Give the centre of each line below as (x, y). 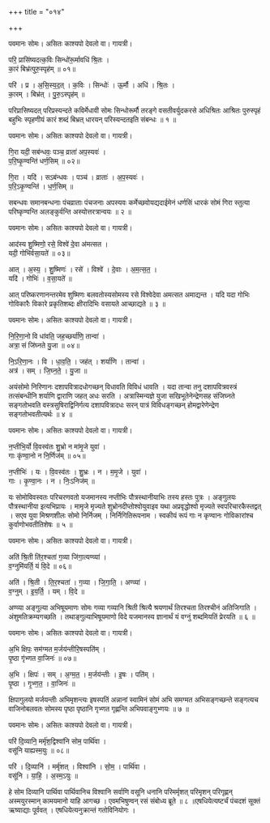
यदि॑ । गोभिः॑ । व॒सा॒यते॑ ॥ (41, 278)
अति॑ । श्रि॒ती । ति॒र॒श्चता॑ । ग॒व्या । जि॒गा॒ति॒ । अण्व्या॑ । (78, 582)
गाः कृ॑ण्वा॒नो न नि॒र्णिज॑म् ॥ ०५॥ (47, 456)
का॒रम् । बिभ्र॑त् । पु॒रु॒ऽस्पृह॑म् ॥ (47, 94)
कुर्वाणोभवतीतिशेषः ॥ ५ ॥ (41, 525)
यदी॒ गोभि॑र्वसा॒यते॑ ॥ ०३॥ (39, 253)
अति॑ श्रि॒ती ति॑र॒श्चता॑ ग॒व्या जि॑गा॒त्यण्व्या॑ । (58, 557)
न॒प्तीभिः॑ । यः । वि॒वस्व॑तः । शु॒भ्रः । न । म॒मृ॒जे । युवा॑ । (78, 472)
